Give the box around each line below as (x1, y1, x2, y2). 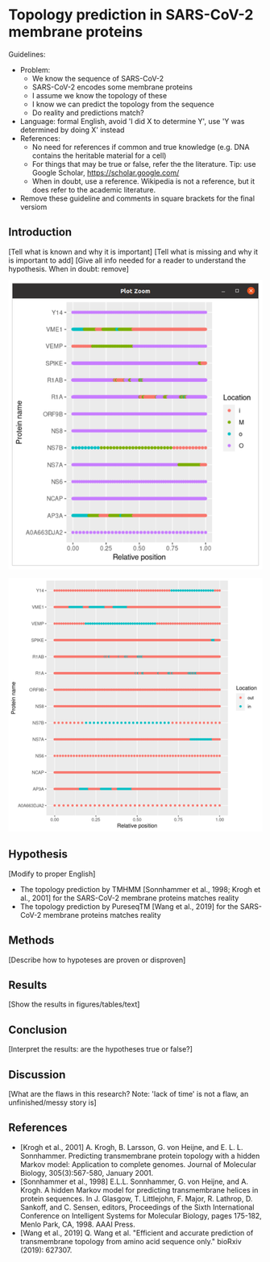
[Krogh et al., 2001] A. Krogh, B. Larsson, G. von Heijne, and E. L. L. (19, 1142, 243, 1152)
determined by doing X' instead (19, 125, 125, 135)
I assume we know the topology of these (31, 90, 168, 100)
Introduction (8, 226, 73, 239)
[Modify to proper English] (8, 869, 96, 878)
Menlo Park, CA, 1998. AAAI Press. (19, 1219, 135, 1229)
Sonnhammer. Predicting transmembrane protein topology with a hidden (19, 1151, 260, 1160)
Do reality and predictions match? (31, 107, 145, 118)
